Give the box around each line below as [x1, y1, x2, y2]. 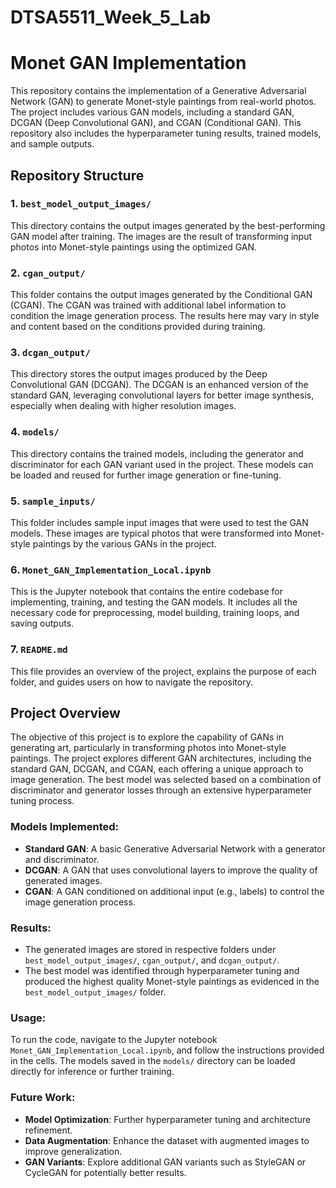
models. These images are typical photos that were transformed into [10, 527, 293, 539]
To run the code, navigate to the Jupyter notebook [10, 1034, 218, 1046]
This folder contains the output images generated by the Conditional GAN [10, 289, 313, 301]
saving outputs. [10, 617, 75, 630]
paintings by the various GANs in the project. [32, 538, 217, 550]
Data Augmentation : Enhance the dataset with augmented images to [24, 1134, 310, 1146]
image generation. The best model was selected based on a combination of [10, 774, 322, 786]
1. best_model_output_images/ [10, 197, 152, 211]
